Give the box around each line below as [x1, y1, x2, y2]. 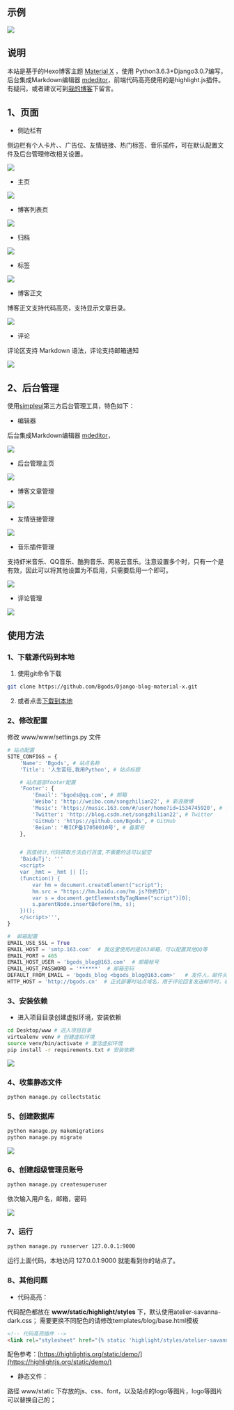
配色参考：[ [7, 1350, 40, 1358]
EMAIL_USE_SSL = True [7, 939, 70, 946]
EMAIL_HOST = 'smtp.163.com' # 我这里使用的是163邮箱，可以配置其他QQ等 [7, 946, 208, 953]
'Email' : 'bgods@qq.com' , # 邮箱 [32, 792, 127, 799]
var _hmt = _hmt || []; [19, 869, 89, 876]
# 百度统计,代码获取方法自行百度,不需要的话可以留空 [19, 849, 152, 856]
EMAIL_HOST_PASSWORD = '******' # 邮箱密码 [7, 965, 134, 973]
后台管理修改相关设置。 [19, 150, 87, 158]
